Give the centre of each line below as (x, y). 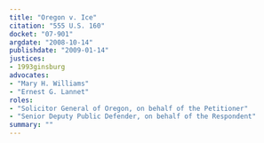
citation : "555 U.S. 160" (57, 26)
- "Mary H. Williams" (49, 83)
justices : (28, 59)
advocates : (29, 75)
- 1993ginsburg (37, 68)
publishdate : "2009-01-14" (59, 51)
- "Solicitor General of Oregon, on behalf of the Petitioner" (129, 108)
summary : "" (31, 125)
